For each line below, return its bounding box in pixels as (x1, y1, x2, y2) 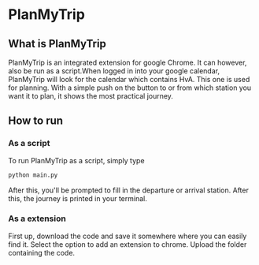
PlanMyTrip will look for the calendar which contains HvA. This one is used (8, 75, 250, 84)
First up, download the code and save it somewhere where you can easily (8, 231, 247, 241)
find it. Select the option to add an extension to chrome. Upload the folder (8, 239, 247, 249)
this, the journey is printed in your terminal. (8, 193, 147, 203)
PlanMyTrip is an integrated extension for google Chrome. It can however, (8, 58, 247, 67)
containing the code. (8, 248, 76, 257)
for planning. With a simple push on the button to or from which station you (8, 83, 252, 92)
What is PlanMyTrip (8, 37, 106, 50)
